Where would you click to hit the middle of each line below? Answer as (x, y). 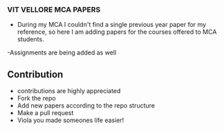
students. (30, 39)
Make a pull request (45, 113)
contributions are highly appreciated (69, 91)
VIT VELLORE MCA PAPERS (54, 10)
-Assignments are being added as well (62, 52)
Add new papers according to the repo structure (86, 105)
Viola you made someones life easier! (71, 120)
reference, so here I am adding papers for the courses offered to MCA (117, 32)
